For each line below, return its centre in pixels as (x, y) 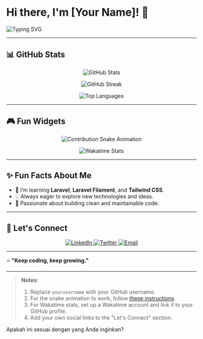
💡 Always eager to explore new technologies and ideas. (84, 196)
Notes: (30, 280)
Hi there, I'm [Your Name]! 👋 (78, 12)
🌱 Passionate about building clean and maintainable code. (87, 203)
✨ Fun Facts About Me (49, 175)
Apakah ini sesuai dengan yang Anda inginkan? (65, 329)
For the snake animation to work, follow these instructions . (103, 298)
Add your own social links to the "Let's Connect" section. (101, 318)
